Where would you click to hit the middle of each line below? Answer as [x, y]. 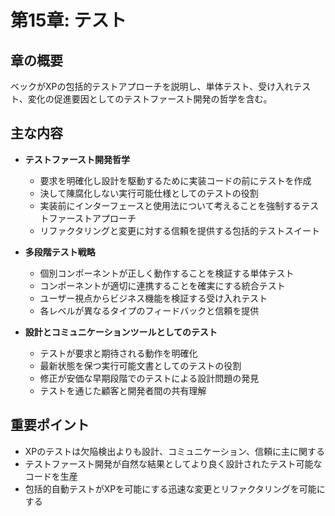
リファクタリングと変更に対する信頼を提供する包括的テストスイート [180, 230]
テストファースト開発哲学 [77, 159]
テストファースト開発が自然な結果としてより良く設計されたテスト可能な [173, 463]
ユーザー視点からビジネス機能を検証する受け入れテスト [153, 298]
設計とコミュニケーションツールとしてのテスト [121, 332]
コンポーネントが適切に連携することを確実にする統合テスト [162, 285]
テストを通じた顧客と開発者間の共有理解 [123, 390]
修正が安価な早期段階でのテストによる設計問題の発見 [149, 378]
